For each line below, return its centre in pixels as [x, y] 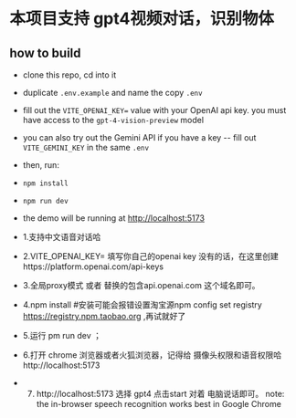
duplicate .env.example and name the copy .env [112, 93]
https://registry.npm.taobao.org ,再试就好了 [104, 316]
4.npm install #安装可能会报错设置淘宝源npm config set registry [142, 305]
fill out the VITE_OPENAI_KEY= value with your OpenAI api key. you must [154, 110]
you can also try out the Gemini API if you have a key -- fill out [139, 137]
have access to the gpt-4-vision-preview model [113, 120]
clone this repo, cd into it [69, 75]
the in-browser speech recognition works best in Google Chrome [159, 404]
